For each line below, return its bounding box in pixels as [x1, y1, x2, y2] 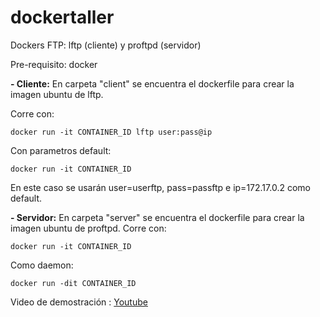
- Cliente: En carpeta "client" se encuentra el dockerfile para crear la [10, 77, 295, 90]
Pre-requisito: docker [10, 58, 98, 70]
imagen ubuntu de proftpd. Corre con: [10, 222, 167, 234]
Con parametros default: [10, 144, 112, 156]
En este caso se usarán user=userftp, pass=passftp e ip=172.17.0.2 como [10, 181, 311, 193]
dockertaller [10, 6, 115, 29]
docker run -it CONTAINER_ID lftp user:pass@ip [10, 127, 213, 137]
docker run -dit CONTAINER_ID [10, 278, 137, 288]
